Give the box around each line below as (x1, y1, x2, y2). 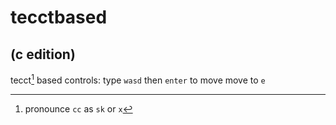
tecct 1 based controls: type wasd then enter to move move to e (10, 72, 266, 86)
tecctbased (10, 6, 108, 29)
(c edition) (10, 46, 76, 63)
